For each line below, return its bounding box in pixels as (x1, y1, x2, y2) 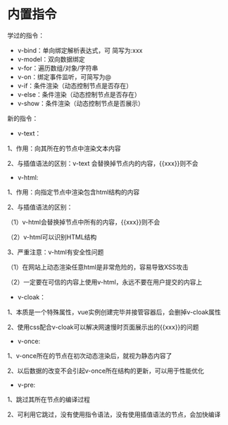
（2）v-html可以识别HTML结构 (7, 232, 97, 241)
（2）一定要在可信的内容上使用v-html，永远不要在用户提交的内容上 (7, 277, 203, 286)
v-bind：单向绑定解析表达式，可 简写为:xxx (17, 46, 143, 54)
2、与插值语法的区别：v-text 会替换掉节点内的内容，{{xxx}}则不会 (7, 159, 198, 167)
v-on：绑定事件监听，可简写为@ (17, 72, 111, 81)
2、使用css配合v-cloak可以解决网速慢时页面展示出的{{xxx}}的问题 (7, 323, 199, 331)
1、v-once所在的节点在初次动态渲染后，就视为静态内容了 (7, 351, 172, 360)
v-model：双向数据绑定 (17, 54, 86, 64)
